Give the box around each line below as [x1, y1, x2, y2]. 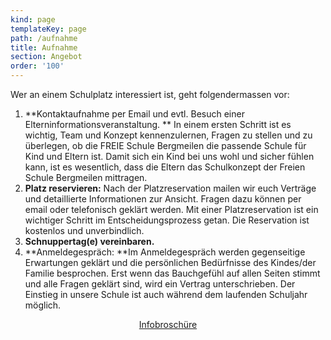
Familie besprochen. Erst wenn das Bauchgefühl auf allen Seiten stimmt [24, 267, 321, 279]
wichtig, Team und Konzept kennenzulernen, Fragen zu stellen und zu [24, 129, 313, 141]
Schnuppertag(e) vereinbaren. [24, 236, 155, 247]
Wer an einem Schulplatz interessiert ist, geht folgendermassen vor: [10, 89, 290, 100]
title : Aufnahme [10, 42, 78, 53]
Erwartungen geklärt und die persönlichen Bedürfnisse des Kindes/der [24, 257, 317, 268]
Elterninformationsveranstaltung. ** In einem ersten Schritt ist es [24, 119, 292, 130]
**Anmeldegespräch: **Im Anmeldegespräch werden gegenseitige [24, 246, 306, 258]
